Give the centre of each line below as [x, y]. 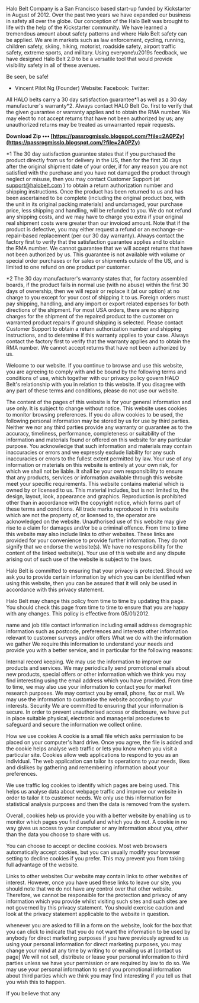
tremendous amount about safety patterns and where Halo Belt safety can [97, 34]
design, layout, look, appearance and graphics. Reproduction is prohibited [96, 496]
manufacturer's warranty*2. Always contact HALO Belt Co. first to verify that [99, 106]
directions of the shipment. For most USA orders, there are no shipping [93, 310]
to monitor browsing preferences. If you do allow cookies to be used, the [95, 415]
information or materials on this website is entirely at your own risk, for [92, 465]
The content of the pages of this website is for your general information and [99, 402]
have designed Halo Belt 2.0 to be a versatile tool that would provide [89, 59]
